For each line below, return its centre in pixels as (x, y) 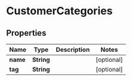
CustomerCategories (59, 11)
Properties (26, 33)
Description (73, 50)
